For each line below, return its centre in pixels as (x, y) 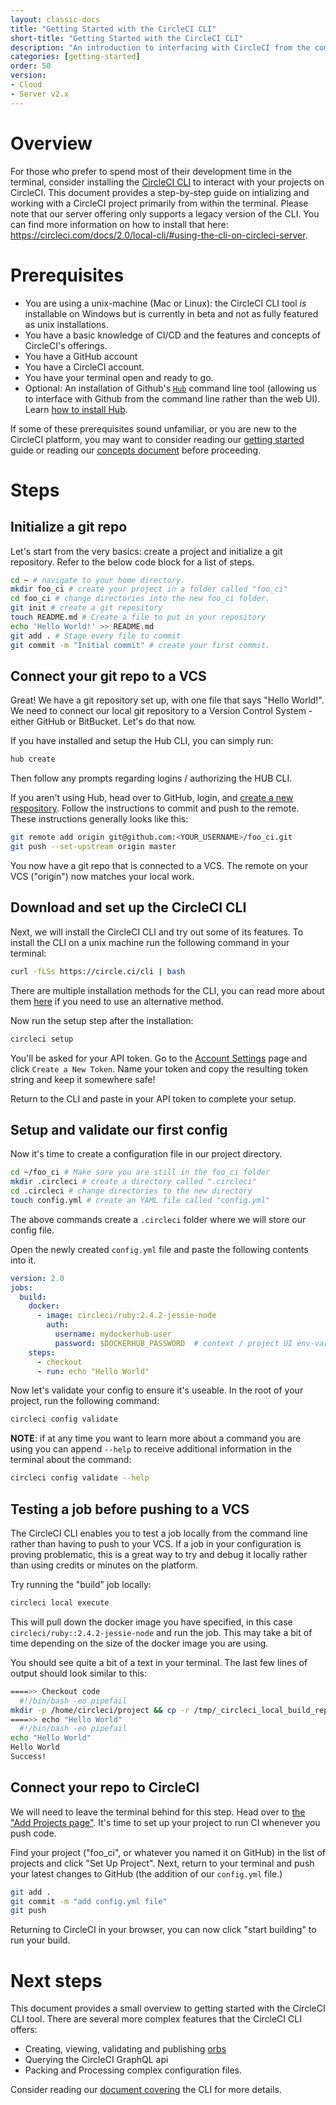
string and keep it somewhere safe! (83, 1079)
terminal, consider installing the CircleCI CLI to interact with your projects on (167, 182)
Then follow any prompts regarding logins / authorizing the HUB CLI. (151, 778)
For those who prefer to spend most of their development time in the (151, 171)
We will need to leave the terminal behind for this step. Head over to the (158, 1812)
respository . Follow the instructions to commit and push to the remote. (155, 808)
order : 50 (31, 66)
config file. (32, 1230)
